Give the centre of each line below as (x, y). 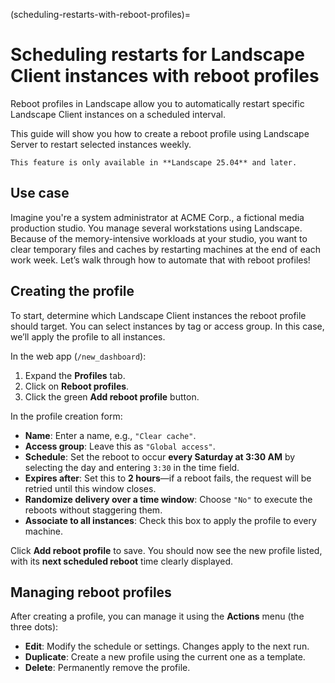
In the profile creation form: (66, 416)
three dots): (34, 627)
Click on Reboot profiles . (77, 386)
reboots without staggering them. (93, 510)
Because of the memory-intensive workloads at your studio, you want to (159, 238)
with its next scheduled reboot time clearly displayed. (122, 561)
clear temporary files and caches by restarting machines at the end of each (166, 249)
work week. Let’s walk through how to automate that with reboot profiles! (160, 260)
